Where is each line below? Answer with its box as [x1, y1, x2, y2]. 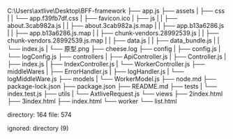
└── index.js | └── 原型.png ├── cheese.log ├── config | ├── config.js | [7, 45, 221, 52]
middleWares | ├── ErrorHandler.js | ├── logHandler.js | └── [7, 67, 184, 75]
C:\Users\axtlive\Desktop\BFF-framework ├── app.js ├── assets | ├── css [7, 7, 225, 15]
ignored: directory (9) [7, 124, 69, 132]
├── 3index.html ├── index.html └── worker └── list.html [7, 97, 177, 105]
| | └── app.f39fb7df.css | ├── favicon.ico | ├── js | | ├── [7, 14, 178, 22]
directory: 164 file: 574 [7, 110, 72, 119]
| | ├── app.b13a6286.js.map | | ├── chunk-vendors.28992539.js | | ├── [7, 29, 219, 37]
